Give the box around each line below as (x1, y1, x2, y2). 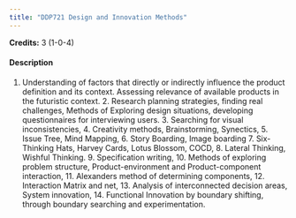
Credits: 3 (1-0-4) (9, 37, 75, 48)
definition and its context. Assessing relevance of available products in (21, 86, 280, 97)
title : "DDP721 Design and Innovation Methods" (9, 12, 188, 22)
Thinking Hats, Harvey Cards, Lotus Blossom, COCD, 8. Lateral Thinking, (21, 142, 286, 153)
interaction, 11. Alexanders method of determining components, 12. (21, 170, 265, 181)
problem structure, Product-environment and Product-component (21, 161, 262, 172)
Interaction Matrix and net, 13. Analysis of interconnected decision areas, (21, 180, 288, 191)
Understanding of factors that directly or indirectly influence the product (21, 77, 285, 87)
